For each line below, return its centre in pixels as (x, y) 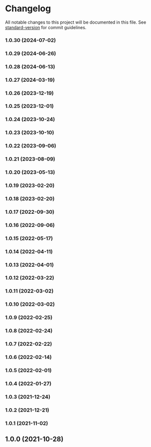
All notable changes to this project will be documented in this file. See (76, 22)
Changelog (28, 9)
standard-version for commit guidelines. (46, 27)
